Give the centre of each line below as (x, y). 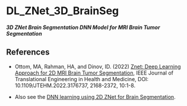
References (28, 52)
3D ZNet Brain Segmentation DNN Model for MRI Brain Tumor (83, 27)
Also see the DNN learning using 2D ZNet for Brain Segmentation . (95, 97)
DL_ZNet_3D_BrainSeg (63, 11)
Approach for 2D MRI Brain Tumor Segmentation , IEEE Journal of (94, 73)
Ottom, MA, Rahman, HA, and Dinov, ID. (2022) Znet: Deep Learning (98, 66)
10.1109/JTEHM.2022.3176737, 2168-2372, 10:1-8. (75, 85)
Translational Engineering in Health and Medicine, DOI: (82, 79)
